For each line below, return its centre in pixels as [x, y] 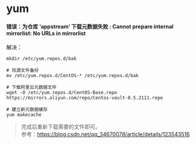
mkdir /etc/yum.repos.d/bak [42, 59]
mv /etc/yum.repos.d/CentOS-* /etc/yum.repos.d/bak [72, 76]
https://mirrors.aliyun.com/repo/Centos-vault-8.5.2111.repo [85, 98]
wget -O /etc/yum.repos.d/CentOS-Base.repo [62, 93]
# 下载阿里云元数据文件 [32, 87]
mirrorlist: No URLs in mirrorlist [46, 33]
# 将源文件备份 [23, 70]
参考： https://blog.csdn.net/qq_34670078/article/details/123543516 [105, 134]
